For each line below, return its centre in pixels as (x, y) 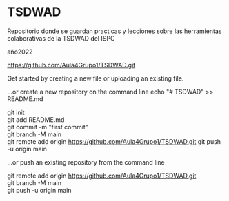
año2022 (20, 52)
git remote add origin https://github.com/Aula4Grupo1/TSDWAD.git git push (114, 141)
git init (16, 112)
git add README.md (36, 119)
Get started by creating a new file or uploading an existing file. (96, 78)
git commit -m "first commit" (48, 127)
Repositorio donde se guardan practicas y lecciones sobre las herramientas (114, 31)
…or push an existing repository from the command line (86, 162)
